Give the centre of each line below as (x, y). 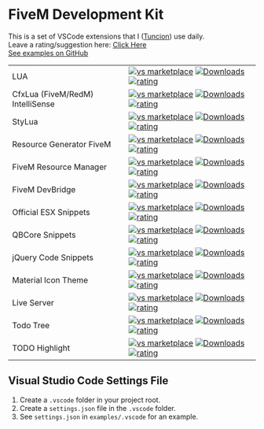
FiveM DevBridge (44, 189)
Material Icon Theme (50, 279)
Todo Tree (31, 325)
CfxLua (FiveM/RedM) (53, 94)
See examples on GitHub (48, 53)
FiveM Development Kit (86, 15)
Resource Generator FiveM (62, 144)
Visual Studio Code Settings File (88, 381)
